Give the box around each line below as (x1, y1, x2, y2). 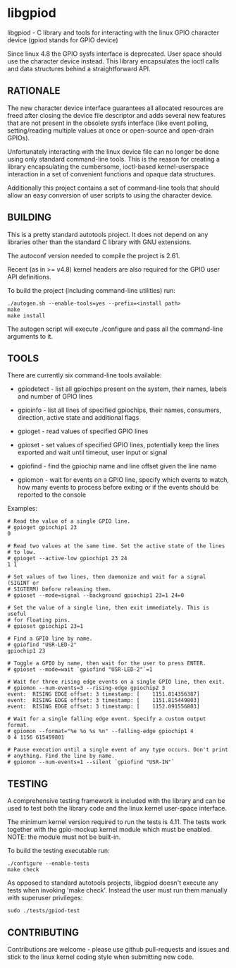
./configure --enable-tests (7, 860, 90, 867)
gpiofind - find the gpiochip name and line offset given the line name (17, 462, 217, 471)
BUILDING (7, 212, 51, 224)
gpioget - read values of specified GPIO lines (17, 427, 149, 435)
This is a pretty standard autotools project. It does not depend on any (7, 230, 209, 238)
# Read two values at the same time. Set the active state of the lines (7, 543, 225, 550)
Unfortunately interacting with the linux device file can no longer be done (7, 147, 220, 156)
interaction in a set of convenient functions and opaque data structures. (7, 169, 216, 178)
